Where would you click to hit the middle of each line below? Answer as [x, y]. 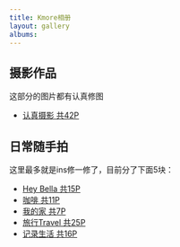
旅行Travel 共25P [54, 222]
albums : [24, 34]
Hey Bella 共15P [51, 189]
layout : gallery [39, 26]
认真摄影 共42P [51, 115]
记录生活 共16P [50, 234]
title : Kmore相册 [40, 18]
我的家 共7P [44, 211]
